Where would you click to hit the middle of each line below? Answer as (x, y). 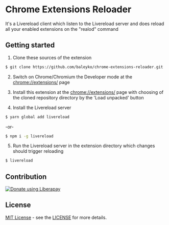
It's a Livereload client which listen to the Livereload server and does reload (85, 24)
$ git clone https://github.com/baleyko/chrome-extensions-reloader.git (84, 67)
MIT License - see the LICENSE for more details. (56, 217)
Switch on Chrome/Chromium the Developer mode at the (73, 77)
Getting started (30, 45)
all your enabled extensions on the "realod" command (62, 29)
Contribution (26, 177)
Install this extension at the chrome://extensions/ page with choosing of (88, 92)
